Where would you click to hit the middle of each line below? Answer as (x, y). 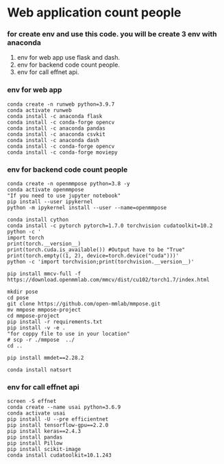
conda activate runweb (39, 110)
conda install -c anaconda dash (53, 140)
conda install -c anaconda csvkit (57, 134)
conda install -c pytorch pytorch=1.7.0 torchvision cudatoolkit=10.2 (110, 226)
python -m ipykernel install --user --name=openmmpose (87, 208)
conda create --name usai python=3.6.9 (64, 407)
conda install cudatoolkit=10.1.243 (59, 455)
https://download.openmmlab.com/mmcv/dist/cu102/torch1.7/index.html (109, 280)
